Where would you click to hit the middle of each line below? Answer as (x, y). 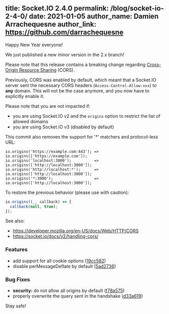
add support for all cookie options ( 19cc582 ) (59, 261)
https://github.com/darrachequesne (64, 32)
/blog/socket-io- (137, 8)
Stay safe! (16, 306)
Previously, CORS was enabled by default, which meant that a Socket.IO (81, 80)
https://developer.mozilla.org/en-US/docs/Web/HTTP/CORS (76, 231)
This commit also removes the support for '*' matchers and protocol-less (82, 137)
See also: (15, 221)
